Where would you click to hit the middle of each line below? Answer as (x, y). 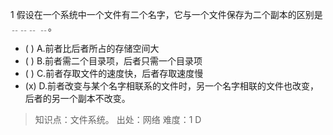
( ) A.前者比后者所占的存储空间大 (92, 48)
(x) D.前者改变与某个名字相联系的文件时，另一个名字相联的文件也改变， (172, 86)
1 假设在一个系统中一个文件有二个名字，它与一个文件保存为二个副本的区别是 (166, 14)
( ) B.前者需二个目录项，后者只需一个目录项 (113, 61)
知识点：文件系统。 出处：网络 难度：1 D (118, 119)
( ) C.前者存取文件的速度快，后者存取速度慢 (114, 73)
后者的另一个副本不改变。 (77, 98)
